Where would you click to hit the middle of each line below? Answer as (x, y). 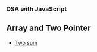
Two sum (26, 42)
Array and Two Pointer (48, 28)
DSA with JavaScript (37, 9)
